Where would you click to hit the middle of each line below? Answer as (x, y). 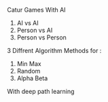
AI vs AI (28, 23)
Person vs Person (41, 37)
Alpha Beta (32, 78)
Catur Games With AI (36, 10)
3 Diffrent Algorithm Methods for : (54, 51)
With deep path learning (41, 91)
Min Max (29, 64)
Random (29, 71)
